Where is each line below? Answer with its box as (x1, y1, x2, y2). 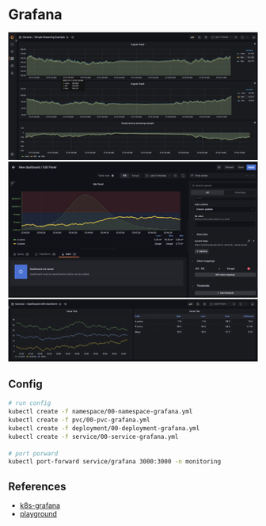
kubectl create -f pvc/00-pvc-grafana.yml (8, 416, 150, 425)
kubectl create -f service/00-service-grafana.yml (8, 433, 179, 440)
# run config (8, 399, 51, 407)
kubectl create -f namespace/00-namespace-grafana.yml (8, 408, 193, 416)
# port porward (8, 449, 59, 457)
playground (19, 509, 58, 519)
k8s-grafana (19, 501, 61, 510)
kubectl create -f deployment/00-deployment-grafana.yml (8, 424, 200, 433)
